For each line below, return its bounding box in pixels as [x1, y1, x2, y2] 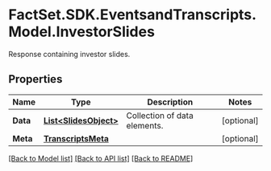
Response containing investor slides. [8, 49, 131, 59]
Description [147, 96, 194, 108]
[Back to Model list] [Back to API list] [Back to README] [8, 153, 194, 163]
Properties [8, 72, 63, 86]
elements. [126, 120, 164, 131]
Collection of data [126, 110, 194, 121]
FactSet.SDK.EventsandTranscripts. [8, 6, 256, 24]
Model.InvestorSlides [8, 22, 156, 41]
